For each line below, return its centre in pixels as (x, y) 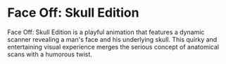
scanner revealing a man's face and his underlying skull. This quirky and (112, 39)
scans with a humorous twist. (50, 54)
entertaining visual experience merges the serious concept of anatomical (113, 47)
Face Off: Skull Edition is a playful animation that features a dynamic (106, 32)
